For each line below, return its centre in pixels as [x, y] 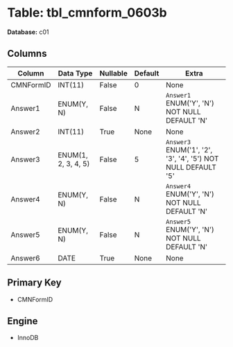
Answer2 [25, 132]
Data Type [75, 73]
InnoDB [28, 338]
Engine [23, 321]
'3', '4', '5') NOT [192, 159]
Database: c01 [28, 32]
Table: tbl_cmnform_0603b [87, 13]
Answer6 [25, 258]
